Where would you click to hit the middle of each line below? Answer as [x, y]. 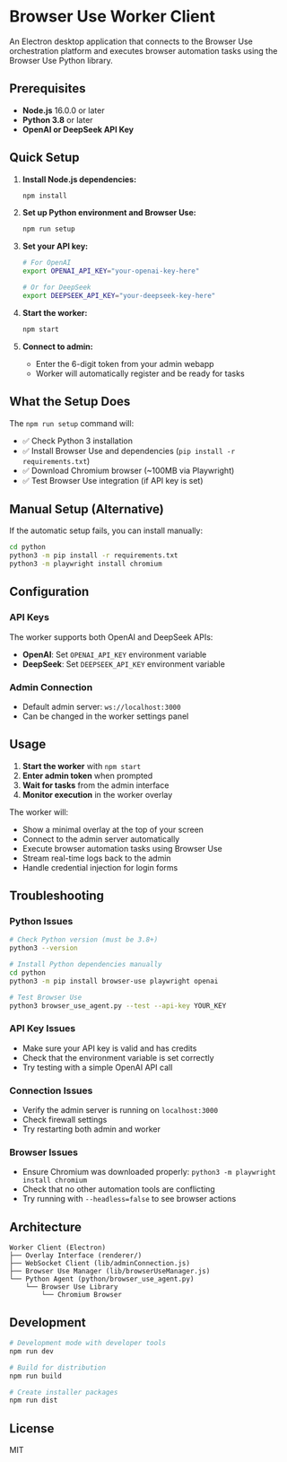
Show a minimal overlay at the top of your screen [113, 829]
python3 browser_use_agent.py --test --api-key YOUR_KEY [118, 1006]
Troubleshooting [57, 896]
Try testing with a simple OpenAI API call [97, 1067]
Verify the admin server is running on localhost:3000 [120, 1110]
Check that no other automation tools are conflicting [118, 1189]
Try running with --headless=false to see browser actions [129, 1199]
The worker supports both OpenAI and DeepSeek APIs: [111, 637]
